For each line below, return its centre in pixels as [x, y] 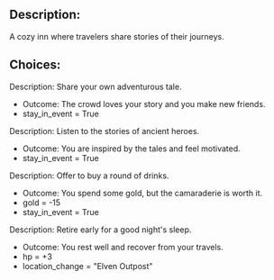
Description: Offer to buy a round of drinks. [89, 176]
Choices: [35, 65]
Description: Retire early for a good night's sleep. [100, 230]
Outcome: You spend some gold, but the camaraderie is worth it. [142, 193]
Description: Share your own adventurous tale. [96, 86]
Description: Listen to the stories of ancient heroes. [105, 131]
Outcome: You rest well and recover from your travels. [123, 247]
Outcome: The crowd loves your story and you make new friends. [144, 104]
